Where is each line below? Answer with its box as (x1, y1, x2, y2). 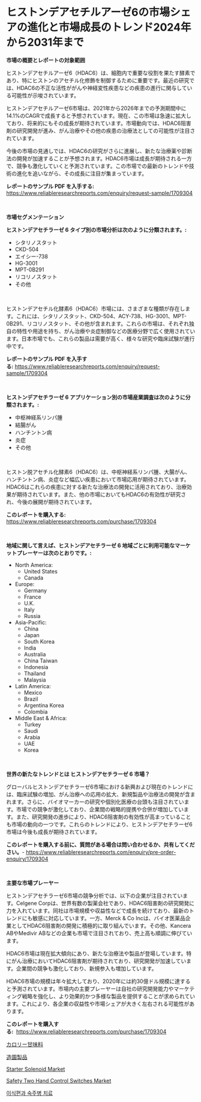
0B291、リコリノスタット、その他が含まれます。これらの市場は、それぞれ (6, 319, 190, 327)
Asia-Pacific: (14, 619, 47, 626)
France (23, 593, 42, 601)
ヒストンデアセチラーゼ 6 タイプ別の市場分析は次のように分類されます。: (6, 226, 187, 233)
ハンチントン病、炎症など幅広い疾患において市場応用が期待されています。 (6, 476, 190, 483)
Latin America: (14, 682, 51, 689)
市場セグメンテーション (6, 213, 64, 220)
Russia (23, 612, 41, 619)
